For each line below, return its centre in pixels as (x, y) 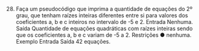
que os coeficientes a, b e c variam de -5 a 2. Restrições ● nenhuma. (103, 35)
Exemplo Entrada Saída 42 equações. (63, 41)
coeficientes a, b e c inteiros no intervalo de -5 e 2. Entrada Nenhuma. (104, 22)
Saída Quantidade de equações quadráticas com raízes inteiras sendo (104, 28)
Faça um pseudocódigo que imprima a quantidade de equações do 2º (104, 9)
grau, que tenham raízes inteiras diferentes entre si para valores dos (102, 15)
